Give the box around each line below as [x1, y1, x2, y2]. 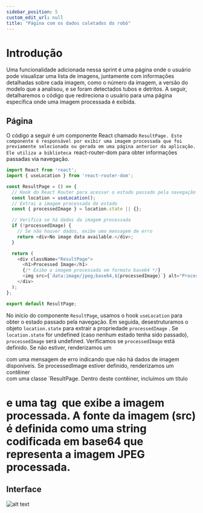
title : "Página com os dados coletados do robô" [6, 20, 131, 26]
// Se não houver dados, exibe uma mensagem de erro [17, 228, 153, 234]
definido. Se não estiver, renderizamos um [6, 344, 112, 351]
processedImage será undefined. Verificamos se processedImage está [6, 337, 175, 345]
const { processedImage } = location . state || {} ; [11, 206, 142, 212]
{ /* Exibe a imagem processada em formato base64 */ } [22, 267, 161, 273]
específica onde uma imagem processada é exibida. [6, 98, 136, 106]
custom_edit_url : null [6, 15, 63, 21]
